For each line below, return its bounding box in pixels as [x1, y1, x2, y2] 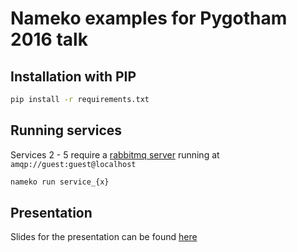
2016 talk [10, 28, 88, 51]
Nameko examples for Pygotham [10, 7, 288, 30]
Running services [10, 122, 123, 139]
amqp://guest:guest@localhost [10, 159, 137, 169]
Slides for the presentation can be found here [10, 231, 198, 243]
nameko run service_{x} [10, 177, 110, 187]
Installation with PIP [10, 68, 137, 85]
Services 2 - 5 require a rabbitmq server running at [10, 148, 220, 161]
